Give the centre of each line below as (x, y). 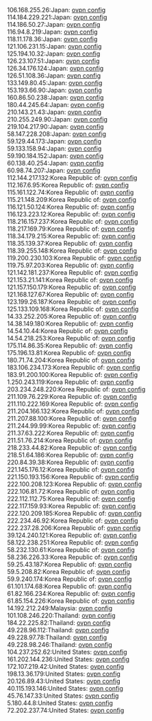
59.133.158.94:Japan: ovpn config (54, 148)
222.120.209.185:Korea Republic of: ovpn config (75, 513)
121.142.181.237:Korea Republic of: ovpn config (73, 273)
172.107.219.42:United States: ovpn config (66, 666)
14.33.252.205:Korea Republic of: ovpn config (72, 316)
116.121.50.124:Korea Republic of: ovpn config (71, 207)
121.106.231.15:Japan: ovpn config (54, 46)
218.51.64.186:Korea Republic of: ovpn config (70, 455)
